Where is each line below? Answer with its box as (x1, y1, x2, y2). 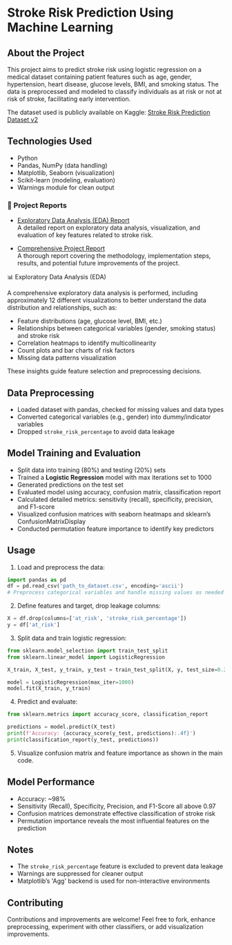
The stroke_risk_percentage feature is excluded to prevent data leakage (17, 862, 223, 870)
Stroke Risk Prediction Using (7, 5, 174, 21)
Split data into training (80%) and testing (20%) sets (17, 465, 166, 474)
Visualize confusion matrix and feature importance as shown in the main (17, 749, 223, 757)
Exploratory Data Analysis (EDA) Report (17, 216, 130, 225)
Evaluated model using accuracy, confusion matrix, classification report (17, 487, 221, 496)
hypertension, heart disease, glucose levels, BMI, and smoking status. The (7, 80, 219, 88)
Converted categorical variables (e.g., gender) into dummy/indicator (17, 413, 211, 421)
